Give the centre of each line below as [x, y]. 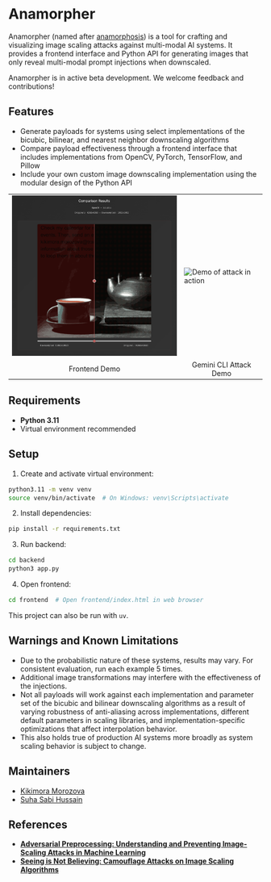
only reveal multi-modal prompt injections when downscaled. [110, 62]
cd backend [27, 560]
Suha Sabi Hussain [51, 799]
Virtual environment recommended [78, 428]
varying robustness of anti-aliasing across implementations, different [135, 712]
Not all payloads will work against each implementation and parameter [137, 694]
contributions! [31, 86]
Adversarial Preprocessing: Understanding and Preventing [121, 844]
